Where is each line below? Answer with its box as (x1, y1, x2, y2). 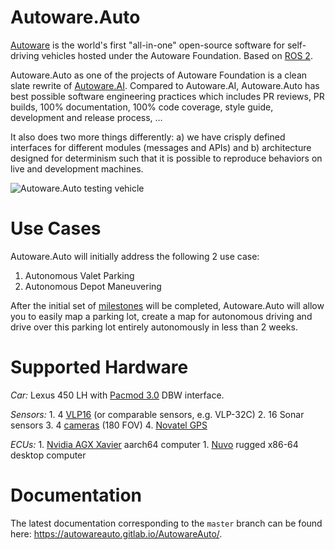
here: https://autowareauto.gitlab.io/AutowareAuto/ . (10, 527, 223, 540)
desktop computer (10, 449, 87, 461)
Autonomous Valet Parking (24, 269, 135, 281)
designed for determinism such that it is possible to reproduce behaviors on (10, 152, 323, 164)
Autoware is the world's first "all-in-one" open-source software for (10, 39, 285, 51)
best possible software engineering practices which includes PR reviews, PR (10, 90, 325, 102)
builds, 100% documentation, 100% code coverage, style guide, (10, 101, 274, 113)
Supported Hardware (10, 356, 189, 379)
